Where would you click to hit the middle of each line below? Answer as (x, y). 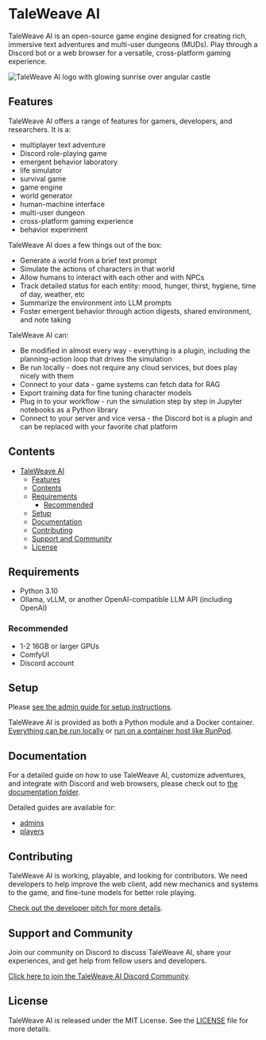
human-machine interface (62, 204)
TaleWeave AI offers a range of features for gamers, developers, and (120, 121)
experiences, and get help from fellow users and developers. (108, 960)
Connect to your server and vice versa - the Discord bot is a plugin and (136, 418)
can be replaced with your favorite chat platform (99, 426)
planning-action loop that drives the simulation (96, 358)
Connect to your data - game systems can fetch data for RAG (120, 384)
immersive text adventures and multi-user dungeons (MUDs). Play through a (133, 44)
